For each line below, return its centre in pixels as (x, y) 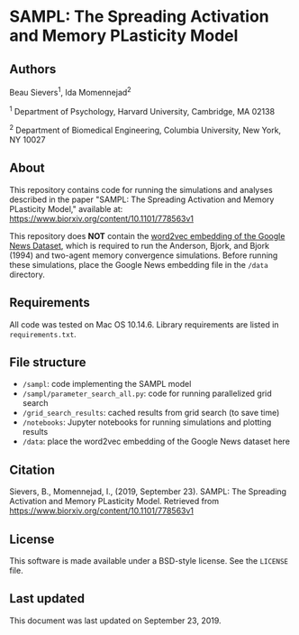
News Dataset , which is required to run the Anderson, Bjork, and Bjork (140, 245)
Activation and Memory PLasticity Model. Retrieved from (114, 502)
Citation (32, 469)
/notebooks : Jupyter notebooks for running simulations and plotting (147, 422)
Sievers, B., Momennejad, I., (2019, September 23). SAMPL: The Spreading (148, 492)
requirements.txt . (43, 334)
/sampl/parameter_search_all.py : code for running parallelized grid (147, 393)
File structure (48, 362)
